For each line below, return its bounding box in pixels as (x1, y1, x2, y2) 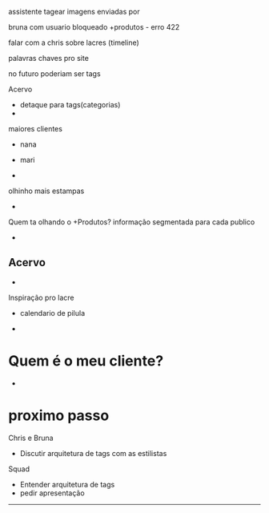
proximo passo (8, 406, 110, 424)
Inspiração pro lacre (8, 293, 74, 302)
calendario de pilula (19, 308, 86, 317)
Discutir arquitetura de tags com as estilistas (19, 448, 167, 458)
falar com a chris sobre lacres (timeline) (8, 38, 140, 47)
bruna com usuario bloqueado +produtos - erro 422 (8, 22, 180, 31)
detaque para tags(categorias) (19, 100, 121, 109)
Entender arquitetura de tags (19, 479, 115, 489)
